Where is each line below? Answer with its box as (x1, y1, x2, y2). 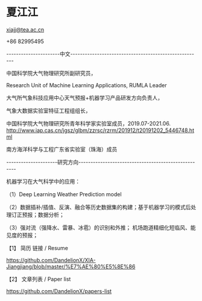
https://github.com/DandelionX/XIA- (6, 256, 96, 263)
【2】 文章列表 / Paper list (6, 275, 71, 282)
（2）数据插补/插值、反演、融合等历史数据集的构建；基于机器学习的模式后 (6, 203, 191, 211)
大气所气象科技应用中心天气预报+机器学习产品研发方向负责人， (6, 94, 163, 101)
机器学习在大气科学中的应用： (6, 177, 80, 185)
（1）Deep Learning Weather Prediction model (6, 190, 122, 197)
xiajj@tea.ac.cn (6, 25, 44, 33)
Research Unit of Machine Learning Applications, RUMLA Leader (6, 81, 167, 88)
